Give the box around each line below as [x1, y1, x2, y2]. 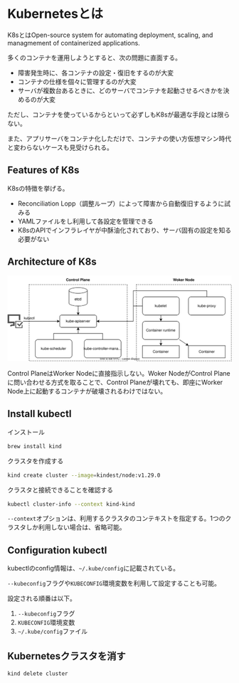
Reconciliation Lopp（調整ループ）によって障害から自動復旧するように [17, 199, 225, 208]
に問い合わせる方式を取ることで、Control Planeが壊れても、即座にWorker [7, 378, 223, 386]
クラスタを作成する [7, 456, 64, 465]
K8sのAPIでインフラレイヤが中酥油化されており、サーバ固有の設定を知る [17, 226, 232, 234]
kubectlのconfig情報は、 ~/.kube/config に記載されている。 [7, 564, 180, 573]
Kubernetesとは [7, 6, 104, 22]
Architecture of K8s [7, 256, 97, 268]
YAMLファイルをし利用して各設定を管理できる [17, 217, 154, 226]
